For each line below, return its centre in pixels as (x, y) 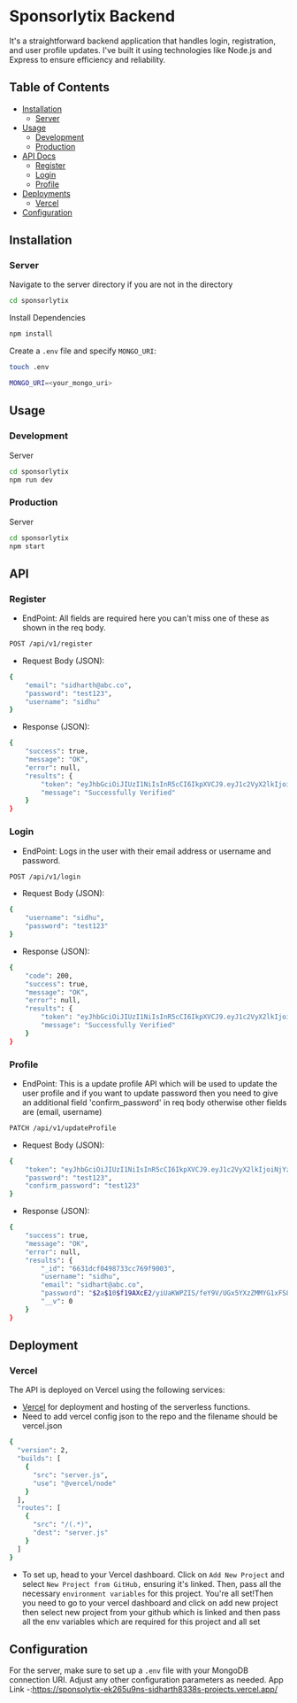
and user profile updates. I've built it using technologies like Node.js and (141, 50)
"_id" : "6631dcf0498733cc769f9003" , (108, 1268)
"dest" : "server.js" (70, 1533)
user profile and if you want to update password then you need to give (150, 1093)
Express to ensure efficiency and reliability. (88, 59)
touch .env (29, 368)
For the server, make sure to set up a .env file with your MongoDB (129, 1670)
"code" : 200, (49, 976)
